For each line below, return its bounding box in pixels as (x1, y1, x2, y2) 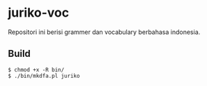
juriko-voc (8, 5, 69, 21)
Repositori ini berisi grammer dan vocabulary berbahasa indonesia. (8, 28, 201, 36)
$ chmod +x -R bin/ (8, 66, 65, 74)
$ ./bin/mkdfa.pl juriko (8, 72, 80, 79)
